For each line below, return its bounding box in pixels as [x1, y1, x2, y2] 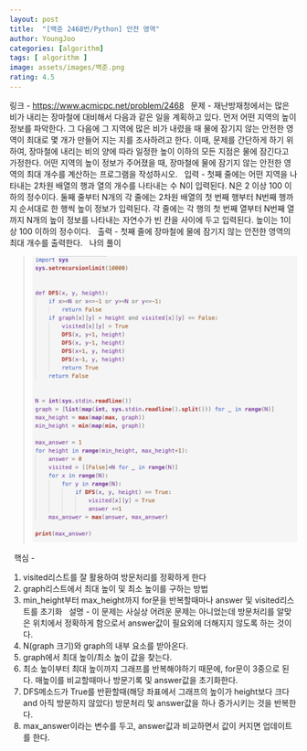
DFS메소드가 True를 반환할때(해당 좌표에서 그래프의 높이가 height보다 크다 [22, 686, 290, 697]
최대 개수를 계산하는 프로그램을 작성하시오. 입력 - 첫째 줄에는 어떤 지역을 [26, 168, 288, 179]
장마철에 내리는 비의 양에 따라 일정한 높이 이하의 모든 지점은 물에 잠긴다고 [28, 145, 290, 156]
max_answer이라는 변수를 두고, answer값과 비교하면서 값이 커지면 [22, 720, 261, 731]
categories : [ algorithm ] [9, 44, 104, 53]
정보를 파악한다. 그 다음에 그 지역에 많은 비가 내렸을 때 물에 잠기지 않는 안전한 [9, 123, 285, 134]
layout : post [9, 15, 59, 24]
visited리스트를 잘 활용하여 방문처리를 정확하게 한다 [22, 572, 207, 583]
